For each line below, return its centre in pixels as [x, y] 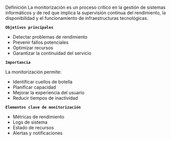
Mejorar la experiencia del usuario [48, 93]
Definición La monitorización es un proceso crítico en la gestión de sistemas [86, 7]
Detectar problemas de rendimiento [50, 37]
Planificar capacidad [34, 87]
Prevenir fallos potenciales [41, 42]
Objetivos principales [29, 27]
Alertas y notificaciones [38, 133]
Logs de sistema [30, 122]
